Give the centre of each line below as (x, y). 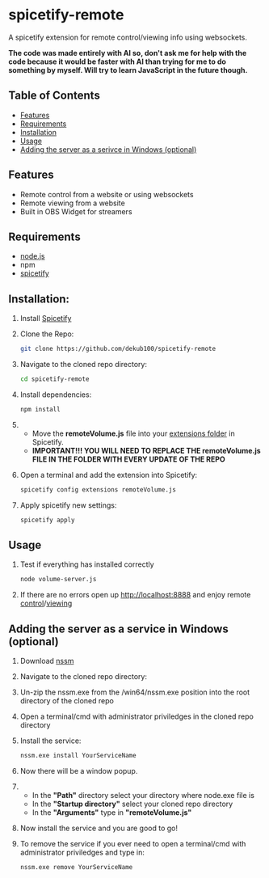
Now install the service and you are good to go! (99, 828)
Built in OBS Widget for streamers (76, 211)
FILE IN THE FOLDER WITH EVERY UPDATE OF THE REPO (129, 459)
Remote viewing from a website (72, 203)
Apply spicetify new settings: (68, 505)
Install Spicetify (46, 319)
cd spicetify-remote (55, 379)
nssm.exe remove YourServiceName (76, 867)
